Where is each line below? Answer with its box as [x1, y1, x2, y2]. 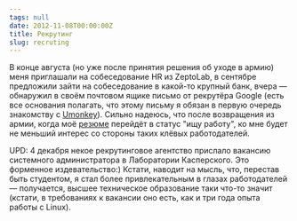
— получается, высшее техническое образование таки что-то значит [9, 183, 273, 193]
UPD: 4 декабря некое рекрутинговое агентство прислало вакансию [9, 146, 271, 156]
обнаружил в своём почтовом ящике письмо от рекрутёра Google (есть [9, 91, 285, 101]
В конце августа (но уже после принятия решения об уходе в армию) [9, 62, 274, 73]
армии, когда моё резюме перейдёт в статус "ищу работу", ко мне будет [9, 119, 288, 130]
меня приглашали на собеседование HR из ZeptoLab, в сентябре [9, 72, 257, 83]
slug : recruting [9, 37, 69, 47]
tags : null [9, 12, 50, 22]
